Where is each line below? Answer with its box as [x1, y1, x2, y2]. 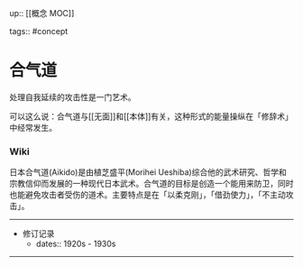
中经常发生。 [9, 122, 57, 133]
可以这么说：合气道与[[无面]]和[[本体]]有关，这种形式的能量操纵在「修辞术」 [9, 111, 293, 122]
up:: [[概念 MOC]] [9, 8, 75, 18]
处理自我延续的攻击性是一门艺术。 [9, 91, 136, 102]
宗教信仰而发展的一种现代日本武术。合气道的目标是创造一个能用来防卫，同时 [9, 179, 294, 189]
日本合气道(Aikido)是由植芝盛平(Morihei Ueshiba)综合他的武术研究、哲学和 [9, 167, 287, 178]
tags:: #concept [9, 26, 69, 36]
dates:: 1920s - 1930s [35, 238, 116, 250]
